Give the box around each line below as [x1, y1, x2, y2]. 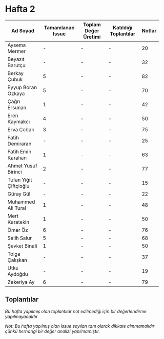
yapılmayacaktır [5, 314, 38, 319]
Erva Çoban [7, 126, 35, 133]
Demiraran [7, 140, 32, 147]
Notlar [141, 27, 157, 34]
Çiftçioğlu [7, 182, 30, 189]
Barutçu [7, 62, 26, 69]
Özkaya [7, 90, 25, 97]
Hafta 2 [5, 3, 36, 15]
